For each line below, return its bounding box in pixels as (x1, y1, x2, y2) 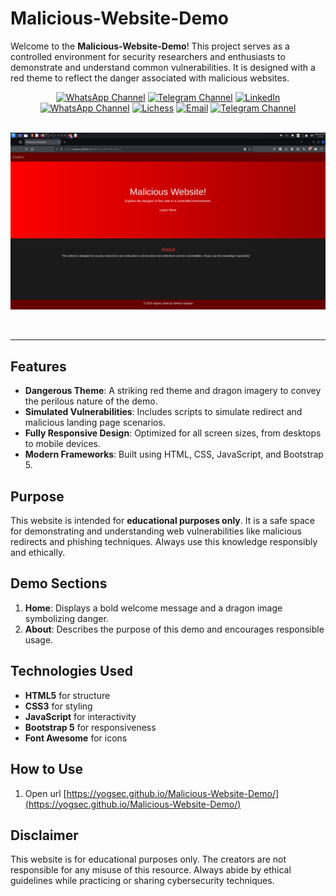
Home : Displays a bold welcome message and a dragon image (24, 602, 283, 614)
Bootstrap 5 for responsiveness (24, 721, 157, 733)
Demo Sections (10, 575, 108, 592)
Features (10, 358, 67, 375)
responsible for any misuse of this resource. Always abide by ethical (10, 864, 292, 876)
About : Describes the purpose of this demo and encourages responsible (24, 623, 325, 635)
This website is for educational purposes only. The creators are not (10, 853, 287, 866)
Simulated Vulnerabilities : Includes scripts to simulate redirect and (24, 406, 303, 418)
